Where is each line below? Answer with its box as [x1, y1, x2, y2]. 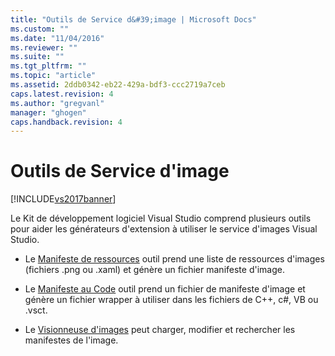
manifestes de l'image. [24, 334, 119, 346]
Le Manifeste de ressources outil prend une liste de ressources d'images [24, 253, 325, 265]
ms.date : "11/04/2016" [10, 33, 105, 43]
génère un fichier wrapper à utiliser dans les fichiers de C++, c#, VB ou [24, 294, 319, 306]
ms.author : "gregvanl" [10, 98, 105, 108]
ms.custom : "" [10, 24, 70, 34]
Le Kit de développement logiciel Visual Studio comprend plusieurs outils [10, 212, 312, 225]
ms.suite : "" [10, 52, 65, 62]
